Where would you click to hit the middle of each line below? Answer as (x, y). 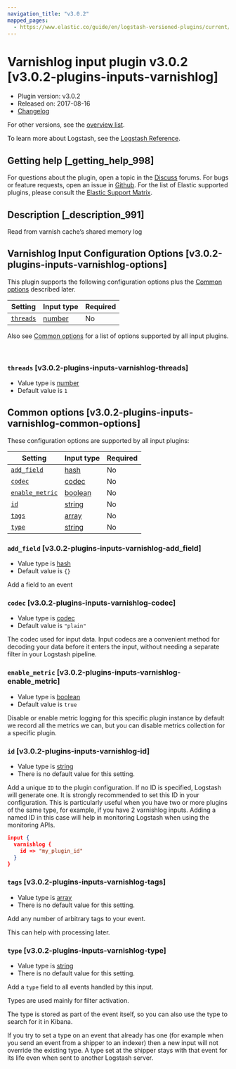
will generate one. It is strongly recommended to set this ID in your (104, 795)
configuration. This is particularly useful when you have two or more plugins (118, 803)
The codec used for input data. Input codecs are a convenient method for (113, 639)
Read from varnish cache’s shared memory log (75, 231)
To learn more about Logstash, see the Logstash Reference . (94, 139)
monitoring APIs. (31, 825)
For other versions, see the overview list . (66, 125)
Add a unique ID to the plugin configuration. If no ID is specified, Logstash (114, 788)
